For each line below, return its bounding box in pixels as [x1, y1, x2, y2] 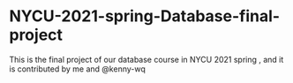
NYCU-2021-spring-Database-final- [9, 6, 281, 26]
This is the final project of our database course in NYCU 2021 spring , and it [9, 54, 284, 64]
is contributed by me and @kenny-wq [9, 64, 146, 74]
